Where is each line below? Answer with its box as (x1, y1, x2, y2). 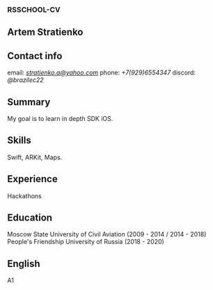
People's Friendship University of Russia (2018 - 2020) (7, 238, 165, 246)
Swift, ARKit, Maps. (7, 153, 63, 161)
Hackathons (7, 191, 42, 200)
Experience (7, 173, 58, 185)
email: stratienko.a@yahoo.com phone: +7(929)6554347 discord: (7, 68, 196, 77)
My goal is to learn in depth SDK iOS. (7, 114, 113, 122)
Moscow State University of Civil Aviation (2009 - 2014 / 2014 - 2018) (7, 230, 207, 239)
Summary (7, 96, 51, 108)
